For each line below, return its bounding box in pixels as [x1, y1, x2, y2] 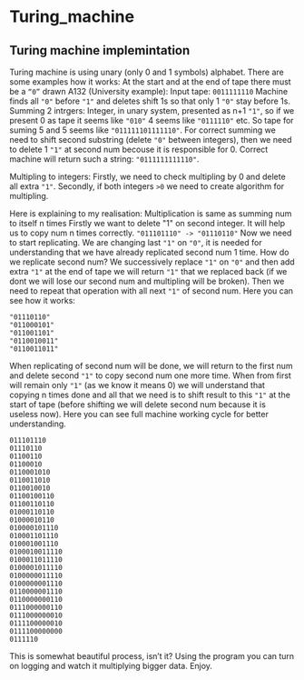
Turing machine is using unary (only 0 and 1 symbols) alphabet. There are [9, 66, 284, 77]
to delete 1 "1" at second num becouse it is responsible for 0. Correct [9, 144, 269, 155]
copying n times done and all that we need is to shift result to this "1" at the [9, 389, 290, 400]
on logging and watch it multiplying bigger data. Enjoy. [9, 661, 213, 671]
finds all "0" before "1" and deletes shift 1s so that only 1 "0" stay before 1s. [9, 95, 290, 106]
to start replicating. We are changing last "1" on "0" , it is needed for [9, 237, 262, 247]
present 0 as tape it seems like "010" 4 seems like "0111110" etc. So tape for [9, 115, 294, 125]
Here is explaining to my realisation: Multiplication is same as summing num [9, 208, 292, 219]
